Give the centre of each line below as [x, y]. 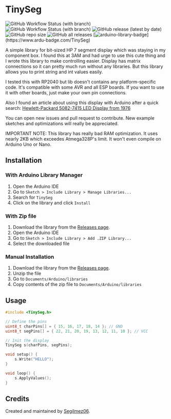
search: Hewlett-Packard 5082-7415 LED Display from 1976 [68, 108]
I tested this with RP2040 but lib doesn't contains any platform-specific [81, 82]
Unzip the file [27, 274]
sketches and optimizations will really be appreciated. [62, 123]
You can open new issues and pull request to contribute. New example [80, 118]
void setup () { [22, 355]
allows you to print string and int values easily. [54, 72]
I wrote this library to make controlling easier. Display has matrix [73, 61]
